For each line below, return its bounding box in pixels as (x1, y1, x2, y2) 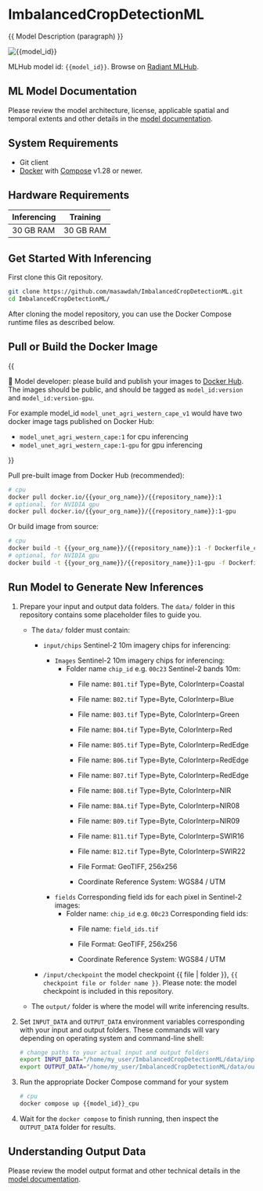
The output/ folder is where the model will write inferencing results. (31, 1001, 249, 1010)
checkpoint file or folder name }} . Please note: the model (42, 977, 237, 987)
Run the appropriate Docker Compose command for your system (19, 1077, 229, 1087)
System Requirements (8, 137, 119, 150)
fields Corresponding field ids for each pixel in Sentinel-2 (54, 892, 243, 901)
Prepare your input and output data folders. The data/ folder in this (19, 601, 236, 611)
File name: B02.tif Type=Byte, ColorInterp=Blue (77, 694, 235, 703)
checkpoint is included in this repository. (42, 986, 174, 996)
